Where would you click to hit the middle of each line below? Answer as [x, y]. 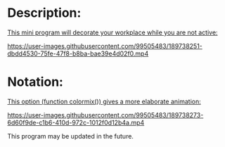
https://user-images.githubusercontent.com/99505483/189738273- [105, 115]
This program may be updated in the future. [70, 136]
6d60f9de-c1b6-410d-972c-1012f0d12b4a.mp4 [76, 122]
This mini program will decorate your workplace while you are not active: [112, 32]
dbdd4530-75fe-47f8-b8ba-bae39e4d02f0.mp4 [78, 53]
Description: [44, 13]
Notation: [35, 82]
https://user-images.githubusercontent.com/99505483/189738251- [105, 46]
